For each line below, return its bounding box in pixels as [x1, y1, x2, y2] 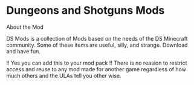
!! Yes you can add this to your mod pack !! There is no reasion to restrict [6, 59, 187, 66]
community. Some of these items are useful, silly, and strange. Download [6, 41, 188, 48]
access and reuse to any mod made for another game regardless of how [6, 65, 186, 72]
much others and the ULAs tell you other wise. [6, 72, 122, 79]
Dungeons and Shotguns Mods [6, 4, 165, 17]
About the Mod [6, 23, 44, 31]
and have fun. [6, 47, 41, 54]
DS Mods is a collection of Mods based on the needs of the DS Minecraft [6, 35, 188, 42]
